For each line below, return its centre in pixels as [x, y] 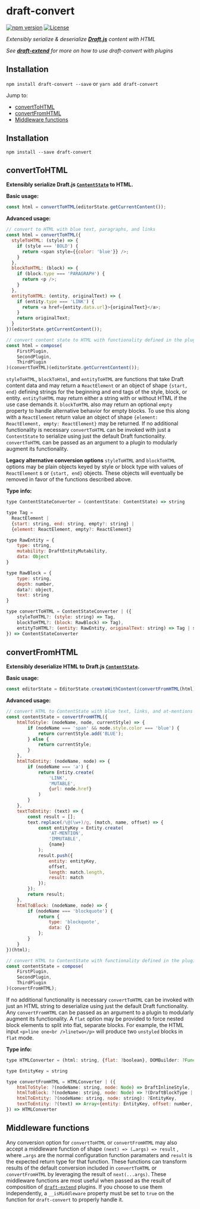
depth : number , [36, 584]
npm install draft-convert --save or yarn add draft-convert [82, 84]
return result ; [46, 895]
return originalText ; [43, 318]
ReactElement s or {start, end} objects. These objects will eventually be [95, 473]
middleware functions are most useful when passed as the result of [89, 1180]
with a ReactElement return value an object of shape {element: [82, 417]
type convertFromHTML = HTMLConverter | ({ [61, 1082]
